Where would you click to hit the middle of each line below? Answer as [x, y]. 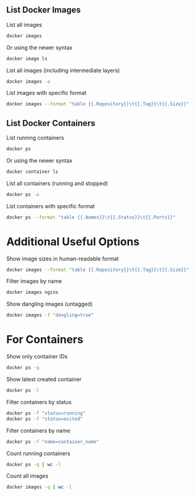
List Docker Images [44, 10]
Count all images [27, 476]
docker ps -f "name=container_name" [53, 442]
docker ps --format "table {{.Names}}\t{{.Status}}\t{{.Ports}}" [91, 217]
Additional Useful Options [73, 241]
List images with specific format [46, 93]
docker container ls [33, 172]
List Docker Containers [51, 123]
